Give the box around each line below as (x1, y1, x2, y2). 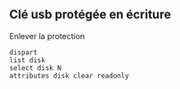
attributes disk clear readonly (9, 71, 129, 80)
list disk (9, 55, 46, 65)
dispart (9, 48, 38, 57)
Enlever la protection (9, 30, 86, 41)
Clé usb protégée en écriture (9, 7, 172, 22)
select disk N (9, 63, 62, 72)
